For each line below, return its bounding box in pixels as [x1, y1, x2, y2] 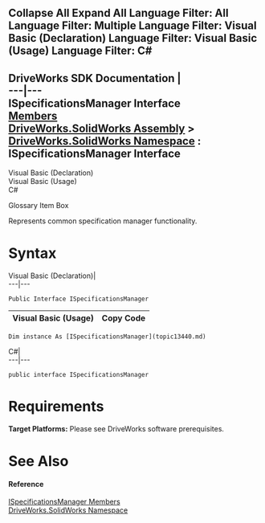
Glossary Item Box [8, 201, 69, 210]
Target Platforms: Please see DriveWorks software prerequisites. [8, 424, 225, 434]
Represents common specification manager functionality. [8, 216, 198, 226]
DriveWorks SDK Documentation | [8, 72, 181, 85]
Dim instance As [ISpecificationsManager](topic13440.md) [8, 333, 206, 341]
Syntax [8, 244, 57, 263]
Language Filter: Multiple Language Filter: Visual [8, 19, 257, 33]
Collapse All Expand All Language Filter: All [8, 6, 229, 20]
